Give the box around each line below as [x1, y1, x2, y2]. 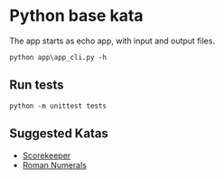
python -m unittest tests [9, 101, 107, 110]
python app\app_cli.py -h [9, 52, 107, 61]
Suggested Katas [9, 126, 108, 141]
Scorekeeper [22, 150, 71, 161]
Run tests [9, 78, 64, 93]
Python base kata [9, 5, 144, 26]
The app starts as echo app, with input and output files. [9, 35, 215, 46]
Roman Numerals [22, 159, 88, 170]
